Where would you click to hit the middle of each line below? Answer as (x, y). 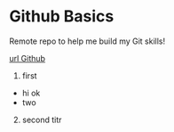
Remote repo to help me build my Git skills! (87, 41)
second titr (42, 120)
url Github (28, 58)
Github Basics (62, 16)
